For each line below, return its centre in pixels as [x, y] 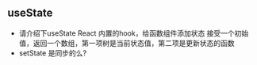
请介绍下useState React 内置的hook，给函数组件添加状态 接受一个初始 [134, 33]
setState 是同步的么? [53, 53]
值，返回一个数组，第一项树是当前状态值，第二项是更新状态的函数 [127, 43]
